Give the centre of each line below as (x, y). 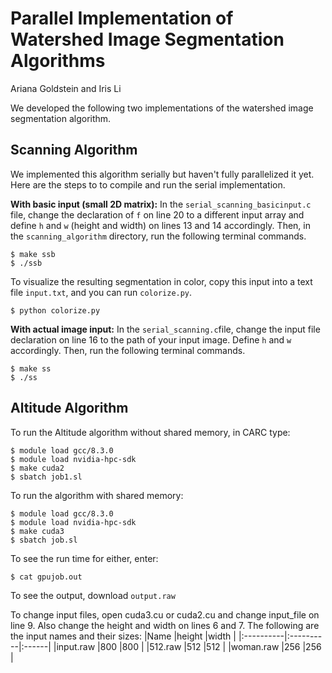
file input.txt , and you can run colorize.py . (101, 292)
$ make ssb (33, 254)
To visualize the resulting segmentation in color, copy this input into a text (161, 281)
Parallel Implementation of (122, 18)
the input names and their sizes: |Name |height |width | (123, 636)
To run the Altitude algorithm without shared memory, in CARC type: (150, 432)
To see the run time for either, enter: (84, 558)
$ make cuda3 (37, 531)
